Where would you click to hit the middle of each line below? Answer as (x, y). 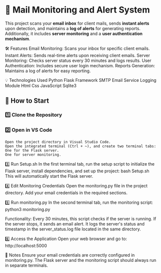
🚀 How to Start (27, 101)
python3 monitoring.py (28, 209)
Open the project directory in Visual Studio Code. (58, 142)
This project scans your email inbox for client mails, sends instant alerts (77, 23)
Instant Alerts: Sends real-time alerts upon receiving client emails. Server (78, 55)
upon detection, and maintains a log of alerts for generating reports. (73, 28)
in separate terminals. (27, 265)
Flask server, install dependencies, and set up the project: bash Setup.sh (77, 171)
